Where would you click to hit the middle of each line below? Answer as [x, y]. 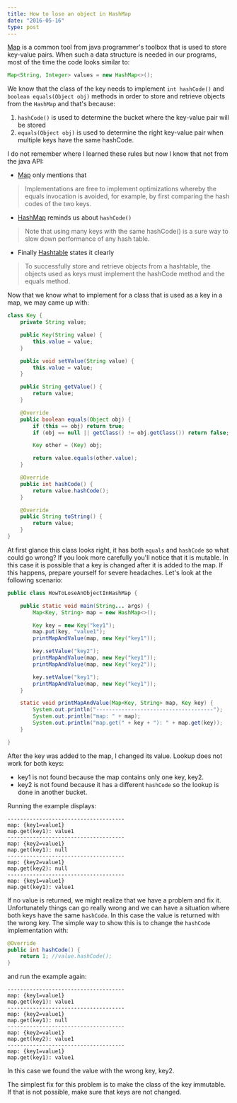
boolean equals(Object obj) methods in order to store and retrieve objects [116, 96]
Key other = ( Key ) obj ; [68, 446]
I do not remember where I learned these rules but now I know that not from [118, 154]
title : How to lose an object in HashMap [69, 14]
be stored [31, 125]
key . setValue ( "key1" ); [66, 677]
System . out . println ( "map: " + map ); [87, 716]
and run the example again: [47, 977]
